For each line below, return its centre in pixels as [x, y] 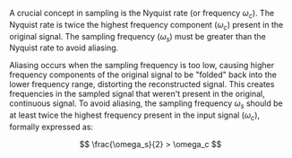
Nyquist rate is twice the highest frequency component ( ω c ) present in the [146, 26]
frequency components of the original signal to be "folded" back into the [143, 75]
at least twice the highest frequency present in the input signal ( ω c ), [135, 116]
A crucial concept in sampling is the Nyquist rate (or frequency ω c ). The [142, 14]
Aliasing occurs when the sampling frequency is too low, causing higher [142, 66]
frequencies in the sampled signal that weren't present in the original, [137, 94]
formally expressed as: [52, 127]
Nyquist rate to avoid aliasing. [64, 48]
